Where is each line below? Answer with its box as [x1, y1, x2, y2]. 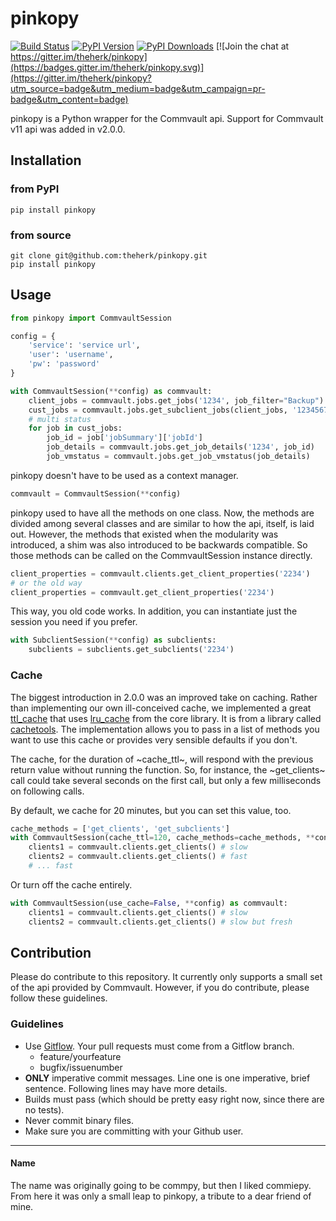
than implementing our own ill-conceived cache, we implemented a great [10, 702, 312, 714]
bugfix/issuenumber [39, 1061, 123, 1073]
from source [10, 228, 72, 242]
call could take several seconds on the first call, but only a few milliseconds [10, 774, 322, 786]
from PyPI [10, 182, 60, 196]
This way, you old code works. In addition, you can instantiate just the [10, 605, 298, 617]
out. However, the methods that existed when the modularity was [10, 528, 279, 540]
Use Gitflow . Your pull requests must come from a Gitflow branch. [24, 1040, 295, 1052]
